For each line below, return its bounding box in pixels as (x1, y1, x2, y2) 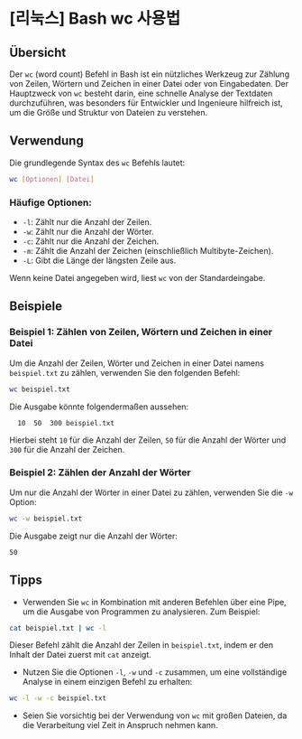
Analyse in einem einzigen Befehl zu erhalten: (22, 677, 193, 688)
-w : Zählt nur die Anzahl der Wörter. (22, 226, 155, 237)
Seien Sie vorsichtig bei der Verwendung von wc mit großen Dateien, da (22, 710, 288, 721)
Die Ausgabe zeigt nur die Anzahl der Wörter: (9, 530, 178, 541)
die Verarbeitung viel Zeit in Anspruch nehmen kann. (22, 720, 218, 731)
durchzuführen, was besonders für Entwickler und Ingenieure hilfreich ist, (9, 98, 284, 108)
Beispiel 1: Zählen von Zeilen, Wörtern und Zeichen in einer (9, 326, 273, 339)
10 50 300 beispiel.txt (17, 418, 115, 427)
